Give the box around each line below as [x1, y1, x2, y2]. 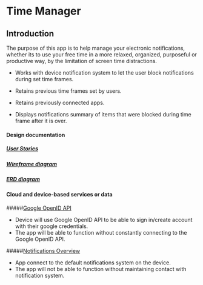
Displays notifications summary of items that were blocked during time [15, 111, 192, 118]
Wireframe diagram [6, 160, 58, 167]
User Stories [6, 145, 38, 152]
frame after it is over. [15, 117, 67, 124]
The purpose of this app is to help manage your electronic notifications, [6, 44, 185, 52]
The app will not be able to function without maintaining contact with [15, 265, 187, 272]
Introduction [6, 29, 55, 39]
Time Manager [6, 4, 81, 18]
